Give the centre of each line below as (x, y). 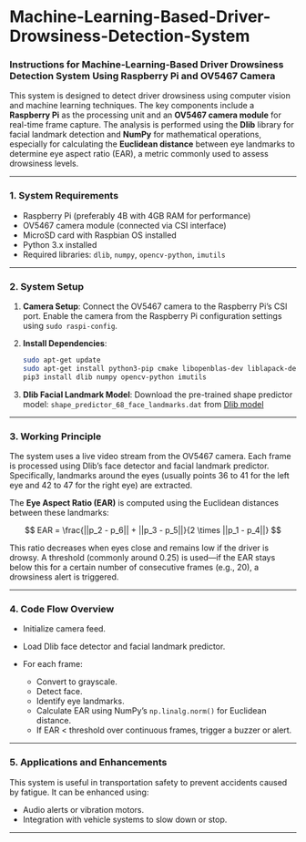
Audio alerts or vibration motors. (83, 809)
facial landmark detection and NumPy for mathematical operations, (136, 135)
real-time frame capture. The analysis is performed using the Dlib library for (152, 125)
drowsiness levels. (44, 164)
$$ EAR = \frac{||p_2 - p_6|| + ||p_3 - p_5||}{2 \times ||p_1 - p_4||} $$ (153, 530)
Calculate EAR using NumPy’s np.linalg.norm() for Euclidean (151, 711)
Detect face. (59, 692)
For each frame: (53, 664)
